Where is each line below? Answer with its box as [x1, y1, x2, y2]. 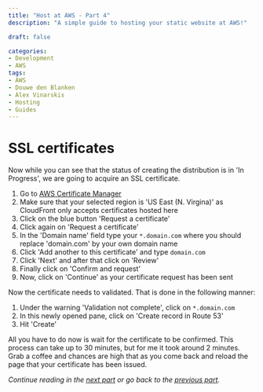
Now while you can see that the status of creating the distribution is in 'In [8, 166, 245, 175]
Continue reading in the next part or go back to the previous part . [8, 375, 221, 385]
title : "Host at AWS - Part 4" [8, 11, 111, 20]
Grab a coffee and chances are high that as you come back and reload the [8, 351, 249, 361]
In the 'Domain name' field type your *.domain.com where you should [19, 231, 242, 240]
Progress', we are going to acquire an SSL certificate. [8, 174, 181, 183]
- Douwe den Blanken [8, 83, 76, 91]
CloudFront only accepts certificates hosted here [19, 206, 178, 215]
